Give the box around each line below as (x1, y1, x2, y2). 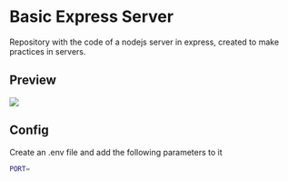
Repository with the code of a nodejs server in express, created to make (9, 36, 280, 47)
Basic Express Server (9, 6, 174, 27)
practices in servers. (9, 45, 86, 56)
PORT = (9, 164, 30, 174)
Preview (9, 73, 57, 88)
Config (9, 123, 49, 138)
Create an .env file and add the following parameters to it (9, 146, 223, 157)
